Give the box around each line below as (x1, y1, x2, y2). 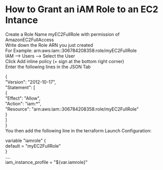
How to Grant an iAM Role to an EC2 (5, 4, 158, 15)
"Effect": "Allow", (5, 95, 41, 101)
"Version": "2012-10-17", (5, 79, 56, 85)
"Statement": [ (5, 84, 36, 90)
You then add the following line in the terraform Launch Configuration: (5, 127, 152, 133)
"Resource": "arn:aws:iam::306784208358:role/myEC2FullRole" (5, 106, 139, 112)
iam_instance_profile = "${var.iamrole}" (5, 159, 88, 165)
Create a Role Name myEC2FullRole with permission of (5, 31, 120, 37)
